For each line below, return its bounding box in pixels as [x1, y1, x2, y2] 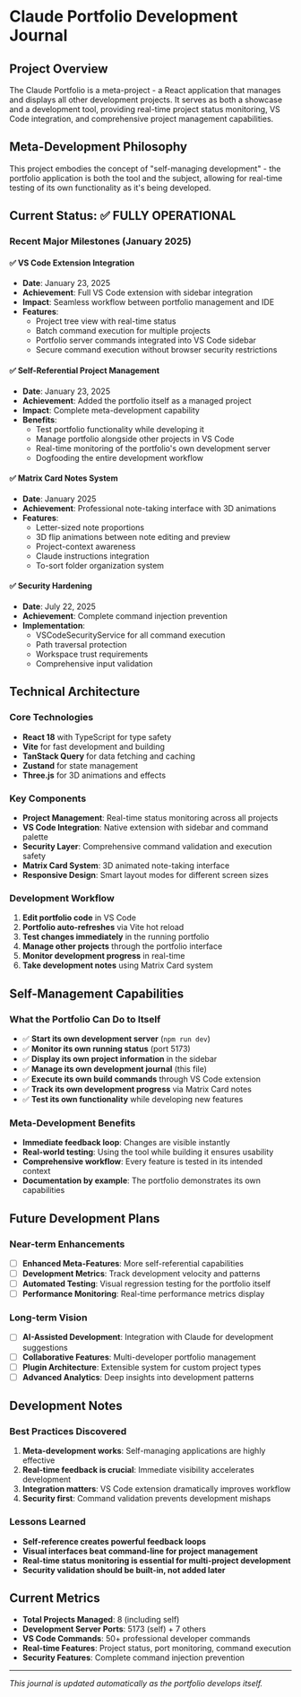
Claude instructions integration [35, 550, 150, 561]
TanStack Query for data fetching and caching [21, 751, 195, 761]
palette [21, 831, 49, 842]
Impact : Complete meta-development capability [21, 405, 200, 415]
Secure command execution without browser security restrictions [35, 344, 278, 355]
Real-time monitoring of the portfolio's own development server [35, 442, 271, 454]
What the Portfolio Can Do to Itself [9, 1013, 161, 1025]
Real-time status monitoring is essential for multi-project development [21, 1554, 291, 1566]
